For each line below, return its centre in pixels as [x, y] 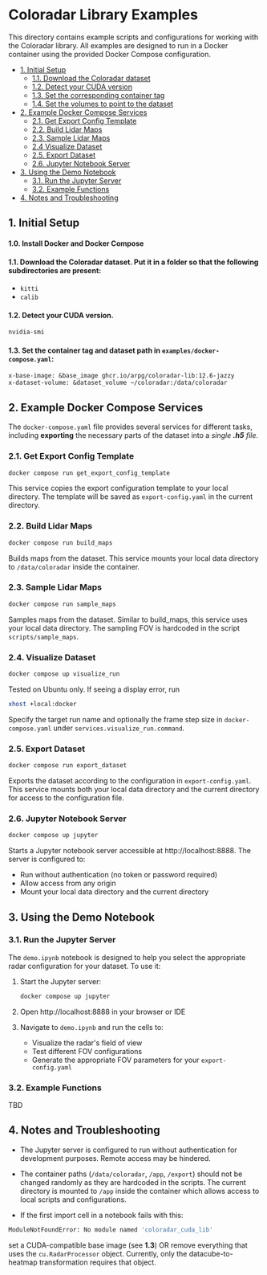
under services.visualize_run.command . [119, 728]
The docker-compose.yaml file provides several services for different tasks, [130, 427]
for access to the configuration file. [66, 798]
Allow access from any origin [68, 883]
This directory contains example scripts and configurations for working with [133, 37]
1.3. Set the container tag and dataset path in [85, 350]
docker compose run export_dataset [68, 766]
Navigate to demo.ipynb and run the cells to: [92, 1027]
